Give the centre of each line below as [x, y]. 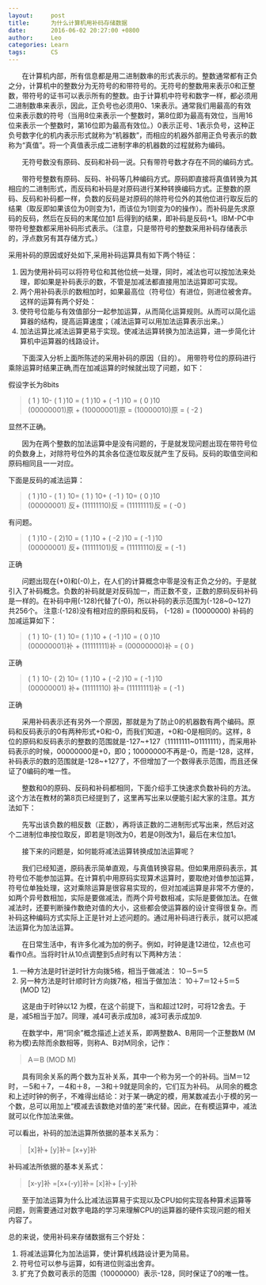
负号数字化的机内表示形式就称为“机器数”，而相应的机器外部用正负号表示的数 [133, 135]
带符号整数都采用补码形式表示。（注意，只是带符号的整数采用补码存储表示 [128, 228]
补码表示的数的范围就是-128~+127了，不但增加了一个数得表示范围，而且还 [130, 761]
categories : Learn [38, 45]
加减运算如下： [32, 621]
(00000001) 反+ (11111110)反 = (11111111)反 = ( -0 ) [106, 505]
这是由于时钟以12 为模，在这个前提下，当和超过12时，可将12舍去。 [131, 1006]
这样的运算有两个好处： [58, 301]
